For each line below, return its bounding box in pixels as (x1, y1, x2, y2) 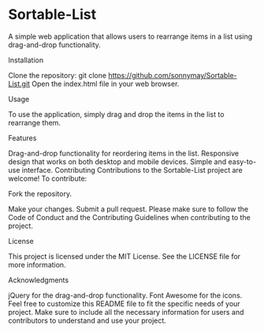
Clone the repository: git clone (8, 70, 107, 80)
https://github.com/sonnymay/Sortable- (108, 70, 238, 80)
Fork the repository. (8, 189, 73, 198)
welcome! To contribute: (8, 174, 87, 183)
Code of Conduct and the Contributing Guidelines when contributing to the (8, 212, 251, 222)
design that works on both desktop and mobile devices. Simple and (8, 156, 227, 166)
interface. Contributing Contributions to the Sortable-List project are (21, 165, 243, 174)
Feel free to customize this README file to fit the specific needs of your (8, 298, 240, 309)
